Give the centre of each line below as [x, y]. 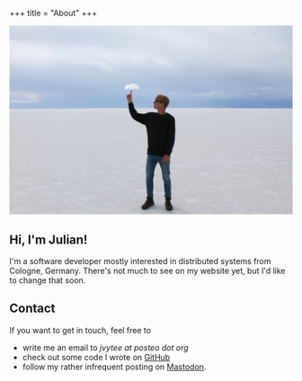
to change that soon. [48, 280]
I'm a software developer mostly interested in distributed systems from [140, 261]
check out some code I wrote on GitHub [96, 357]
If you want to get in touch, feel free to [80, 330]
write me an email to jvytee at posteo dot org [105, 347]
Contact [32, 309]
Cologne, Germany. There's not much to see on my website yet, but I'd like [147, 270]
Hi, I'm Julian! [49, 239]
